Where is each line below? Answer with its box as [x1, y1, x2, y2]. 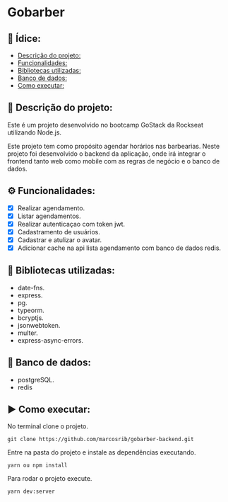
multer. [17, 329, 38, 337]
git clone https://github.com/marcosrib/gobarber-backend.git [7, 436, 194, 443]
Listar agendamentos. [17, 212, 81, 220]
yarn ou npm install [7, 462, 68, 469]
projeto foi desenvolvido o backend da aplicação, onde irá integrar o [7, 149, 206, 158]
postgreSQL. [17, 375, 55, 384]
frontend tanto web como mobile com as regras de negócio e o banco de [7, 156, 220, 165]
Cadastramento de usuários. [17, 227, 100, 236]
